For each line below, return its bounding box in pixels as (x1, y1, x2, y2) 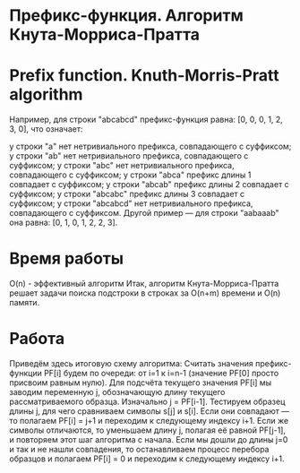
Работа (9, 329, 65, 349)
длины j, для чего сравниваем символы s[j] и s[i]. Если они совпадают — (9, 406, 289, 417)
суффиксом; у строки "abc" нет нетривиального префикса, (9, 160, 235, 171)
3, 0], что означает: (9, 124, 83, 134)
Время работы (9, 248, 124, 269)
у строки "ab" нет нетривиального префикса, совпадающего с (9, 150, 249, 161)
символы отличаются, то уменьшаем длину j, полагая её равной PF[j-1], (9, 425, 287, 435)
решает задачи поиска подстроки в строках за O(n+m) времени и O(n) (9, 288, 281, 298)
